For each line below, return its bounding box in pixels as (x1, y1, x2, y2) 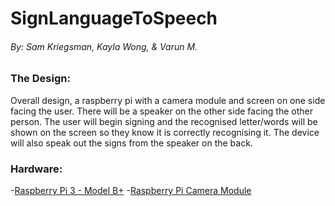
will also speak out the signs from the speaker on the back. (10, 137, 253, 149)
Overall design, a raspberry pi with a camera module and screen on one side (10, 94, 326, 106)
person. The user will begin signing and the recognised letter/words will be (10, 115, 318, 127)
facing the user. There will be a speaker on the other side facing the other (10, 105, 313, 117)
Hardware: (10, 162, 63, 176)
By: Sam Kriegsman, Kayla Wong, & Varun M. (10, 40, 198, 52)
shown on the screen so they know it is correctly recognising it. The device (10, 126, 320, 138)
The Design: (10, 72, 71, 86)
